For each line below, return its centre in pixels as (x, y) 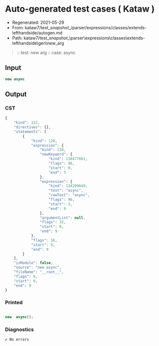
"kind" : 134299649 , (68, 186)
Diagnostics (19, 329)
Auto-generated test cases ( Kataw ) (80, 9)
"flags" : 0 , (26, 276)
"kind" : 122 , (27, 123)
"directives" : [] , (32, 127)
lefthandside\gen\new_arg (38, 43)
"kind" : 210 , (53, 150)
